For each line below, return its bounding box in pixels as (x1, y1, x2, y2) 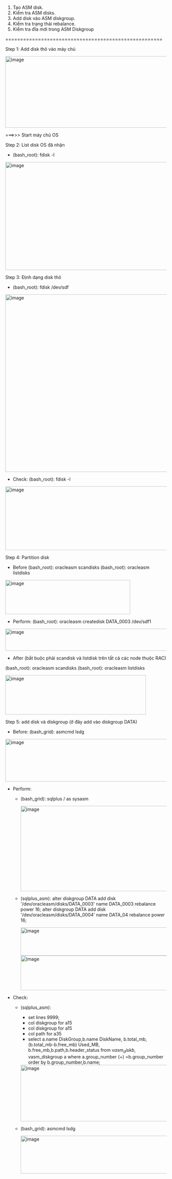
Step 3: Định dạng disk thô (5, 274, 61, 280)
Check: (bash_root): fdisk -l (12, 476, 71, 482)
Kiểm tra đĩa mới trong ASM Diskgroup (12, 26, 94, 32)
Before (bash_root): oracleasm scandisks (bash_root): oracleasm (12, 564, 150, 570)
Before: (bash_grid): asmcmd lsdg (12, 729, 84, 735)
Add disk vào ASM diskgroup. (12, 15, 76, 21)
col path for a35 (28, 1031, 62, 1036)
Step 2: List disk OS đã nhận (5, 142, 65, 148)
